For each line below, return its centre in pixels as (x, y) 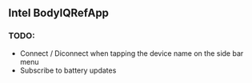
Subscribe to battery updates (68, 70)
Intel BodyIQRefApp (59, 13)
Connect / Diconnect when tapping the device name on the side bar (132, 53)
